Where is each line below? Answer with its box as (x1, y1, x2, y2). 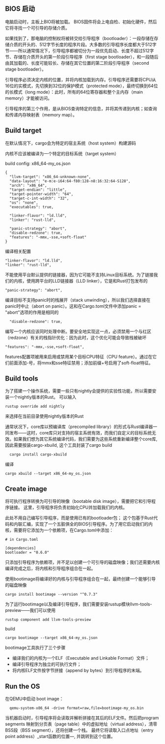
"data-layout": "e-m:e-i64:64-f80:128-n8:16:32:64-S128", (9, 178, 131, 183)
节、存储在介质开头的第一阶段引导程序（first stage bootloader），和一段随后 (5, 54, 159, 60)
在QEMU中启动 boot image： (5, 696, 64, 702)
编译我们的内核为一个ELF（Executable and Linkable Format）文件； (12, 655, 150, 661)
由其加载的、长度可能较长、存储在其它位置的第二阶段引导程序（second (5, 60, 149, 66)
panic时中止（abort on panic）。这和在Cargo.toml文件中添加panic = (5, 303, 141, 309)
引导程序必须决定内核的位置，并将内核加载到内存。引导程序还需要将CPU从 (5, 76, 156, 82)
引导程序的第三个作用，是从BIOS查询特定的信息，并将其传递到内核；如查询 (5, 106, 157, 111)
